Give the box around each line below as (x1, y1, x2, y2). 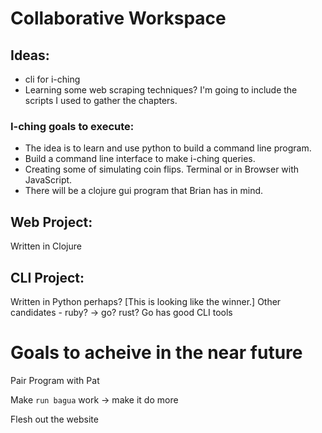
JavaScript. (24, 174, 73, 186)
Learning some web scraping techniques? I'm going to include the (24, 84, 298, 96)
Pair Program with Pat (10, 374, 100, 386)
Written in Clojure (10, 240, 82, 252)
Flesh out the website (10, 413, 99, 425)
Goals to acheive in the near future (10, 342, 303, 364)
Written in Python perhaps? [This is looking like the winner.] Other (10, 295, 282, 307)
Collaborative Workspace (10, 7, 227, 30)
